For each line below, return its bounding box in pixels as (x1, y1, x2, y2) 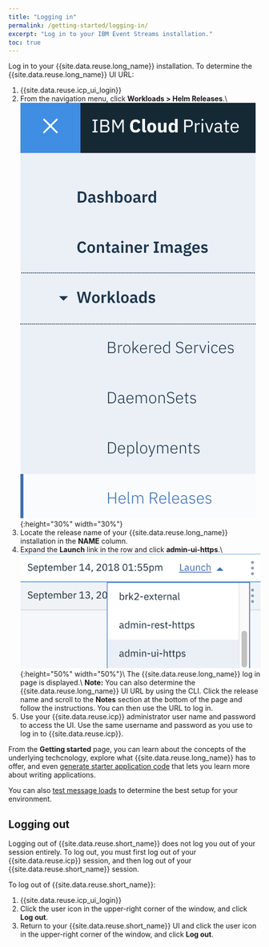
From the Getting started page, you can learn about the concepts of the (8, 745, 247, 754)
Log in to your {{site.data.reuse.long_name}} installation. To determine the (8, 61, 252, 71)
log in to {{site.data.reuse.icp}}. (19, 729, 124, 738)
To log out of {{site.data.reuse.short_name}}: (8, 880, 156, 890)
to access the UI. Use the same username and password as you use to (19, 721, 253, 730)
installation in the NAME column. (19, 536, 128, 546)
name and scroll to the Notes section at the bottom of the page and (19, 695, 243, 705)
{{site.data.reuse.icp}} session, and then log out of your (8, 856, 192, 866)
